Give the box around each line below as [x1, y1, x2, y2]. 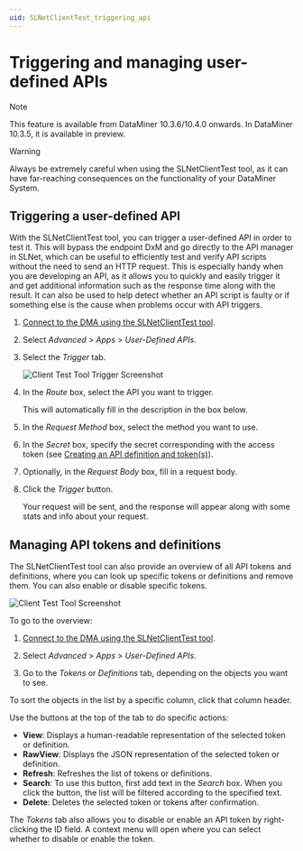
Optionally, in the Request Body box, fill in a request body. [22, 467, 237, 477]
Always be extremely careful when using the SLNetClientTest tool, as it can [9, 163, 289, 174]
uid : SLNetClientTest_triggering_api [9, 13, 151, 23]
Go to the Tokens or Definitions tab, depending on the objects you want [22, 668, 289, 679]
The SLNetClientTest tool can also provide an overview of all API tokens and [9, 561, 291, 572]
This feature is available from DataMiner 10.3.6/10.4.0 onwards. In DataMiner [9, 118, 293, 129]
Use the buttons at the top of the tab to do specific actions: [9, 712, 229, 723]
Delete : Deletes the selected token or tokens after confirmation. [22, 797, 260, 808]
